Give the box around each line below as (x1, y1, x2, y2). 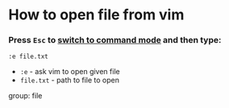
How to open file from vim (8, 6, 185, 24)
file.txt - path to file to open (19, 75, 119, 85)
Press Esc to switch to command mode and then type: (8, 35, 222, 46)
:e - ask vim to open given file (19, 67, 120, 77)
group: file (8, 91, 43, 101)
